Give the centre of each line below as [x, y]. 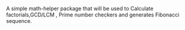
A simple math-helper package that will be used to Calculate [80, 9]
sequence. [19, 21]
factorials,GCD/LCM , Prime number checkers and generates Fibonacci [93, 15]
